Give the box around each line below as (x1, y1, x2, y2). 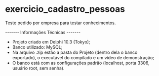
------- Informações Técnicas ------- (5, 29, 80, 35)
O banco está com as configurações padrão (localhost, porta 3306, (12, 60, 150, 66)
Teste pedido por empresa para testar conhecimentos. (5, 20, 116, 26)
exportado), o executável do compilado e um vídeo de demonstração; (12, 54, 155, 60)
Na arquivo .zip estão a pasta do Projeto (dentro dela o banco (12, 49, 138, 55)
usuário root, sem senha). (12, 65, 65, 71)
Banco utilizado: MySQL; (12, 44, 63, 50)
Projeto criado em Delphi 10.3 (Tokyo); (12, 38, 90, 45)
